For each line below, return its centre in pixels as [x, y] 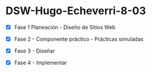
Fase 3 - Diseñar [34, 51]
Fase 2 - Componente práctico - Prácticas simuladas [79, 39]
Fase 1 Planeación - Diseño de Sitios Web [65, 27]
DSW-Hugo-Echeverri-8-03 [76, 11]
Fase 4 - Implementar [41, 63]
